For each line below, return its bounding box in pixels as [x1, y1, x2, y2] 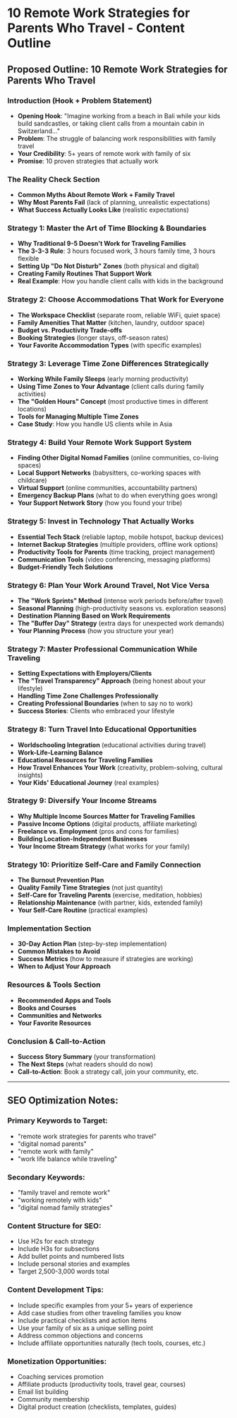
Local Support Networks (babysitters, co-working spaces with [17, 469, 201, 477]
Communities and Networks [17, 1011, 102, 1019]
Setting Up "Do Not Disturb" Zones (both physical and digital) [17, 262, 200, 271]
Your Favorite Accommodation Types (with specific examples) [17, 341, 202, 349]
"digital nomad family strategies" [17, 1203, 113, 1212]
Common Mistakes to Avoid [17, 947, 100, 955]
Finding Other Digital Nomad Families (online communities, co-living [17, 453, 219, 462]
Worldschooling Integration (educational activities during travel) [17, 740, 207, 749]
